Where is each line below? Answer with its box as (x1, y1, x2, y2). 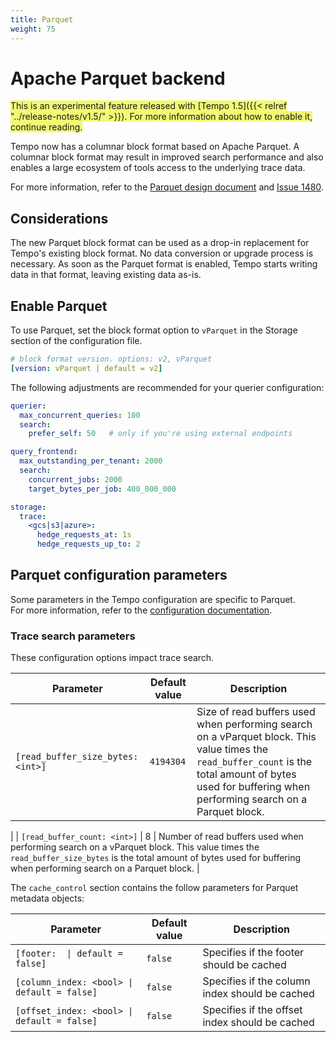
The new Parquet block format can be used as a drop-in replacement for (10, 237, 310, 249)
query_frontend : (10, 447, 78, 457)
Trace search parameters (10, 629, 136, 643)
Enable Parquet (10, 297, 108, 315)
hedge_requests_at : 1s (36, 530, 132, 540)
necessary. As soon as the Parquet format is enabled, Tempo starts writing (10, 258, 318, 270)
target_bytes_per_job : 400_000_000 (28, 484, 177, 494)
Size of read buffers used (196, 705, 316, 719)
